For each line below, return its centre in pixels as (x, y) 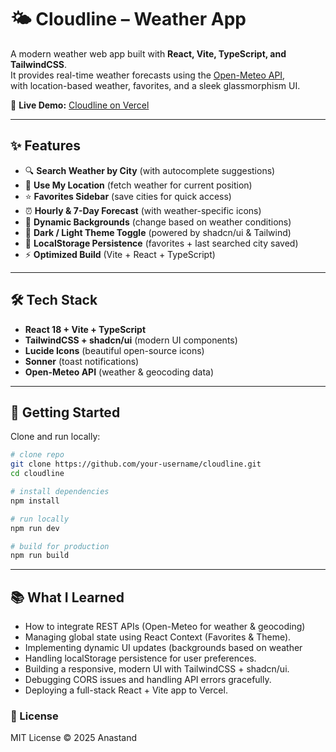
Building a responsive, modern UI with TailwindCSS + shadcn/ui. (157, 669)
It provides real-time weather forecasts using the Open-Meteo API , (148, 75)
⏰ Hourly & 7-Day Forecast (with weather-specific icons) (143, 210)
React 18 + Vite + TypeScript (85, 329)
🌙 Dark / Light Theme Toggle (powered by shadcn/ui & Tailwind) (158, 232)
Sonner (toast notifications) (82, 361)
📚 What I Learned (67, 597)
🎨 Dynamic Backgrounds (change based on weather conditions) (158, 222)
